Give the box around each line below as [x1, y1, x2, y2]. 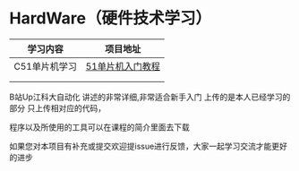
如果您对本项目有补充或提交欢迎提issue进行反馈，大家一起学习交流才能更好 [9, 141, 288, 151]
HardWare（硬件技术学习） [9, 8, 212, 29]
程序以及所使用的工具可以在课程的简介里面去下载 [9, 122, 190, 133]
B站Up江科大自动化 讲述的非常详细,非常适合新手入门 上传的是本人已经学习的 [9, 91, 291, 102]
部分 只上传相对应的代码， [9, 102, 106, 113]
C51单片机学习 [13, 60, 78, 73]
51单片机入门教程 [85, 60, 161, 73]
